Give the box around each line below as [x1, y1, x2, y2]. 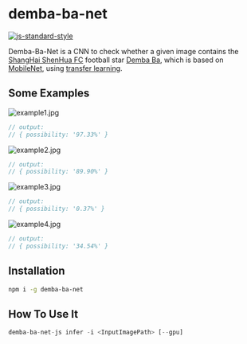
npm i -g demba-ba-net [8, 285, 84, 293]
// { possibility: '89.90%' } [8, 168, 109, 176]
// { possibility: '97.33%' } [8, 131, 109, 139]
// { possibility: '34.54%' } [8, 242, 109, 250]
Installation [8, 264, 65, 278]
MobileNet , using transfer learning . [8, 63, 123, 72]
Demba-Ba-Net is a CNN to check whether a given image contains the [8, 46, 239, 56]
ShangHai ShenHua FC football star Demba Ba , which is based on [8, 55, 225, 64]
